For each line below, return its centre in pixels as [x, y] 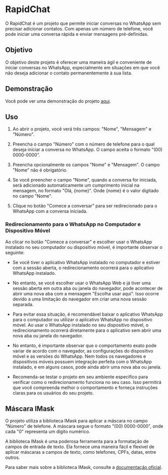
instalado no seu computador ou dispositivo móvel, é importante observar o [84, 247]
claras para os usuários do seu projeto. [53, 393]
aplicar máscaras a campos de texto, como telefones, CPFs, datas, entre [81, 452]
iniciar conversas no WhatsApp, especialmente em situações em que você [83, 67]
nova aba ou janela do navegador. [48, 335]
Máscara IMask [30, 409]
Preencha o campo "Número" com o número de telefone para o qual [83, 144]
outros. [13, 458]
